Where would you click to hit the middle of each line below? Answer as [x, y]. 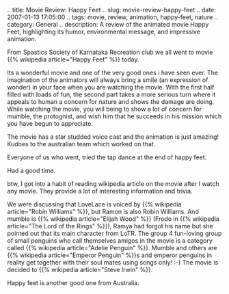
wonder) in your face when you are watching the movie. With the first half [111, 87]
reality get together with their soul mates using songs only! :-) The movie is [113, 262]
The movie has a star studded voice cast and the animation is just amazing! [113, 137]
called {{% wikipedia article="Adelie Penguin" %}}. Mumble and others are [112, 248]
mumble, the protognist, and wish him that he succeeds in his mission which [114, 116]
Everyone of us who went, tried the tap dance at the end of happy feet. [107, 157]
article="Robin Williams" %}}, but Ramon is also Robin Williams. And [103, 212]
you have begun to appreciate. [50, 123]
